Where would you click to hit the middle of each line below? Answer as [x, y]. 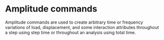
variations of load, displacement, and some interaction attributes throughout [82, 27]
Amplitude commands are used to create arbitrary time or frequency [74, 22]
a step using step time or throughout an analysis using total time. [70, 32]
